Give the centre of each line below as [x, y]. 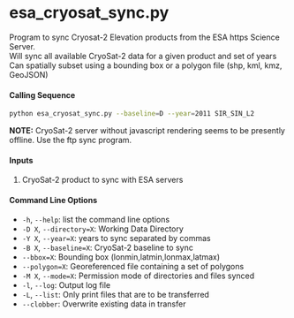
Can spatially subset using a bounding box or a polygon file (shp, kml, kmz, [146, 65]
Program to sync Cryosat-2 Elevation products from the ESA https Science [144, 37]
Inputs [21, 160]
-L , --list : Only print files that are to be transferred [116, 295]
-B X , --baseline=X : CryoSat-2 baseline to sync [108, 248]
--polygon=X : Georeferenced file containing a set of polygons [133, 267]
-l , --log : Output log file [66, 285]
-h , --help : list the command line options [96, 220]
